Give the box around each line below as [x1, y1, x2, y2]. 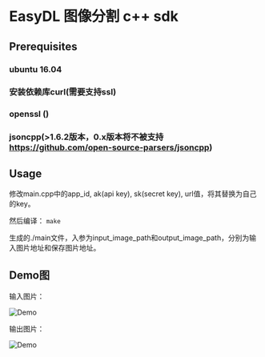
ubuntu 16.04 [9, 63, 62, 74]
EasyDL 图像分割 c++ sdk [9, 7, 179, 26]
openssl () [9, 109, 50, 120]
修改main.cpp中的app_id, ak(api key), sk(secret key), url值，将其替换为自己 [9, 189, 257, 199]
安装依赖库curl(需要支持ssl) [9, 86, 117, 98]
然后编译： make [9, 216, 61, 226]
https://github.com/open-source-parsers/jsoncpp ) [9, 142, 213, 153]
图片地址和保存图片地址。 [15, 243, 101, 253]
